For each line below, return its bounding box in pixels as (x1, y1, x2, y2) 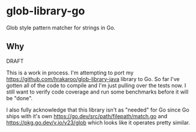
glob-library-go (6, 4, 85, 18)
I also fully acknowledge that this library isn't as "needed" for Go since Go (6, 106, 189, 113)
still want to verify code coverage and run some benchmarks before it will (6, 88, 189, 95)
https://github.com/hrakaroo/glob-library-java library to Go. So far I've (6, 75, 180, 82)
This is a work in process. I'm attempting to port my (6, 69, 134, 76)
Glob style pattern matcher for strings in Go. (6, 24, 115, 31)
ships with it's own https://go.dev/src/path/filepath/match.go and (6, 112, 168, 119)
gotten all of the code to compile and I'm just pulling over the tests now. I (6, 82, 186, 89)
